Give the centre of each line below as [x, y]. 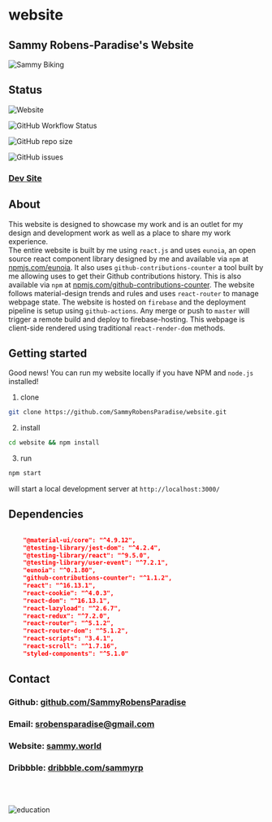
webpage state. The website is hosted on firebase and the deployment [127, 302]
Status [26, 90]
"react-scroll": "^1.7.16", [70, 646]
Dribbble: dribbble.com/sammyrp [76, 767]
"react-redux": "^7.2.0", [67, 616]
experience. [28, 241]
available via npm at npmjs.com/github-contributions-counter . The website [132, 284]
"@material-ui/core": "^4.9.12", [80, 540]
